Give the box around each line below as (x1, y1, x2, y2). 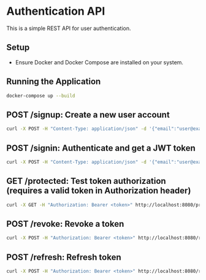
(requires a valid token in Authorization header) (6, 186, 191, 196)
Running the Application (6, 77, 101, 87)
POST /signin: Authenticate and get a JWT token (6, 143, 196, 153)
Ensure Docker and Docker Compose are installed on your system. (15, 58, 184, 66)
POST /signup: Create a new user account (6, 109, 170, 120)
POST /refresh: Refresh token (6, 252, 121, 262)
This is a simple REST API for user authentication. (6, 25, 131, 32)
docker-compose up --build (6, 93, 75, 99)
